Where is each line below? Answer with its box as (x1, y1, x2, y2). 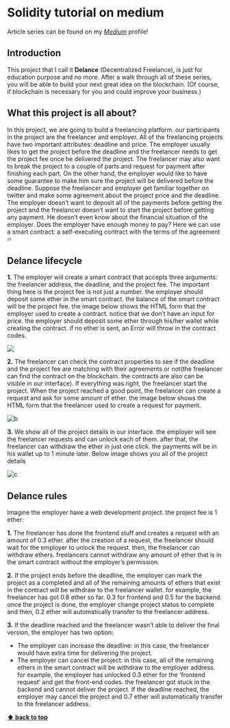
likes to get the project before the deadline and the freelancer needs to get (7, 147, 218, 156)
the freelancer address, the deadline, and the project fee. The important (7, 280, 210, 289)
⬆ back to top (7, 713, 48, 721)
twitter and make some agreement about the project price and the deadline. (7, 191, 220, 199)
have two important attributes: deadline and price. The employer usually (7, 140, 211, 148)
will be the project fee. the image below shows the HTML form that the (7, 302, 206, 311)
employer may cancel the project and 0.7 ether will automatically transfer (16, 692, 223, 701)
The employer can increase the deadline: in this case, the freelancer (16, 642, 209, 650)
